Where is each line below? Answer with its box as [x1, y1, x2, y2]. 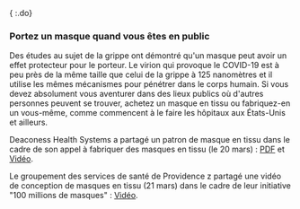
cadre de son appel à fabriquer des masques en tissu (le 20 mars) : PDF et [9, 144, 286, 155]
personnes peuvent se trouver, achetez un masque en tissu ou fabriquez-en [9, 98, 291, 109]
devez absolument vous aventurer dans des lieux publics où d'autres [9, 89, 264, 100]
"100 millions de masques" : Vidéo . [9, 190, 138, 201]
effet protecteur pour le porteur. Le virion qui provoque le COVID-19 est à [9, 60, 280, 71]
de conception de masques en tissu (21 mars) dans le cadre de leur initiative [9, 180, 292, 191]
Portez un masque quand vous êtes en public [9, 30, 210, 42]
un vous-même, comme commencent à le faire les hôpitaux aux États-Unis [9, 108, 286, 118]
